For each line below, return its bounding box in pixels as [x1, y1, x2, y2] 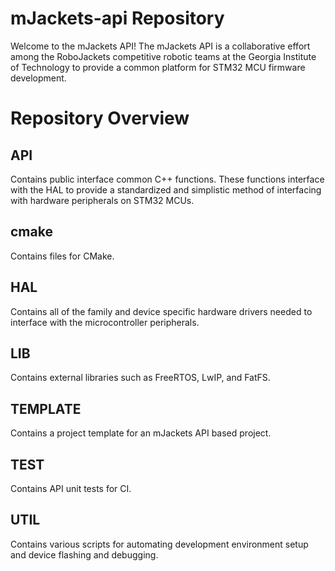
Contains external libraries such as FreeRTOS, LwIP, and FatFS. [10, 372, 271, 384]
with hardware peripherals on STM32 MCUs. [10, 194, 195, 206]
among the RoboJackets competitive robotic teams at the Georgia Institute [10, 50, 317, 62]
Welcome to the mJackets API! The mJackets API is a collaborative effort [10, 40, 311, 52]
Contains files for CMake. [10, 250, 115, 262]
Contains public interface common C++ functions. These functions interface [10, 173, 325, 185]
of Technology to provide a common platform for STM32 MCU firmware [10, 61, 306, 73]
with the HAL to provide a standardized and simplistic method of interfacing [10, 183, 322, 196]
